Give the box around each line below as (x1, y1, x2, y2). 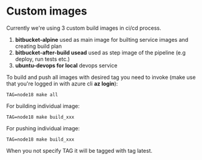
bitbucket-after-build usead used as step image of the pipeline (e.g (15, 48, 186, 56)
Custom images (6, 4, 87, 18)
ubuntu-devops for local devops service (15, 62, 118, 69)
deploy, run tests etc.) (15, 55, 70, 62)
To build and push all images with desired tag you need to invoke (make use (6, 73, 196, 81)
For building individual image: (6, 102, 80, 110)
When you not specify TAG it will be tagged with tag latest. (6, 147, 153, 154)
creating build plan (15, 42, 62, 50)
